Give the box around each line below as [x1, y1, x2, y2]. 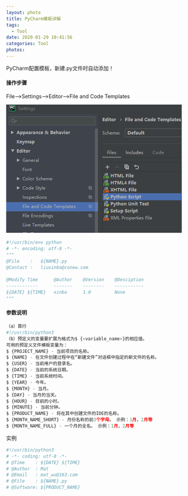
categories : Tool [6, 41, 49, 47]
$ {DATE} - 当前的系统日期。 [6, 367, 71, 373]
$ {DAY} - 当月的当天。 [6, 392, 59, 398]
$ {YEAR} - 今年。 [6, 379, 49, 385]
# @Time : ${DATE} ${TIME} [6, 459, 81, 465]
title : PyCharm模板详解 [6, 15, 61, 22]
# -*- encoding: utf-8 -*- [6, 245, 73, 251]
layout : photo [6, 9, 41, 15]
